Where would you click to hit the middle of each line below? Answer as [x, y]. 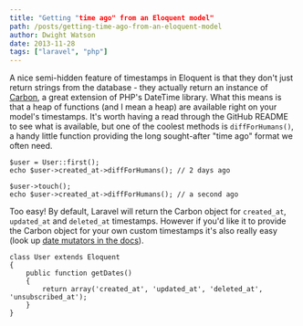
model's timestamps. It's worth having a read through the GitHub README [149, 117]
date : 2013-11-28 [42, 43]
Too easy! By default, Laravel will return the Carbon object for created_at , [148, 212]
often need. [31, 146]
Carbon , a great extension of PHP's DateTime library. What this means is [146, 98]
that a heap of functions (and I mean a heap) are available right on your [143, 107]
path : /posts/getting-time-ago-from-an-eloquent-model [116, 26]
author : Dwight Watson [52, 35]
